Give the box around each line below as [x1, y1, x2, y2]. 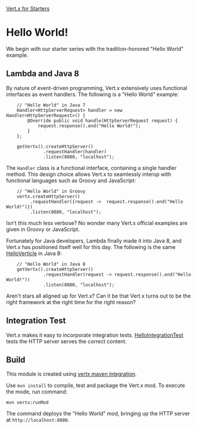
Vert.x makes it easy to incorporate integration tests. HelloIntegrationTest [6, 331, 184, 338]
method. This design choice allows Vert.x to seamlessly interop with [6, 170, 172, 178]
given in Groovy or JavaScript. [6, 225, 80, 233]
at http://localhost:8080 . [6, 417, 70, 424]
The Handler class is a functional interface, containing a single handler [6, 164, 177, 171]
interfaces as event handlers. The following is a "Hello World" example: [6, 91, 179, 98]
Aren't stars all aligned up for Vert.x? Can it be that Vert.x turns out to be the [6, 292, 191, 299]
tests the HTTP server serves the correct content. [6, 337, 127, 345]
